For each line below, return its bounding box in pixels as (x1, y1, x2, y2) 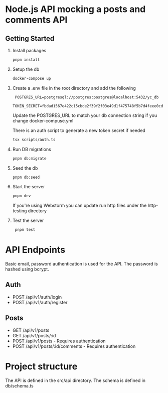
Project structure (5, 360, 78, 372)
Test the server (12, 217, 44, 224)
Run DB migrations (12, 146, 51, 152)
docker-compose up (12, 76, 51, 81)
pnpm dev (12, 193, 31, 199)
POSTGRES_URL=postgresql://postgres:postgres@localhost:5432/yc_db (15, 94, 159, 100)
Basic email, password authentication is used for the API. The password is (5, 261, 158, 267)
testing (12, 208, 27, 214)
